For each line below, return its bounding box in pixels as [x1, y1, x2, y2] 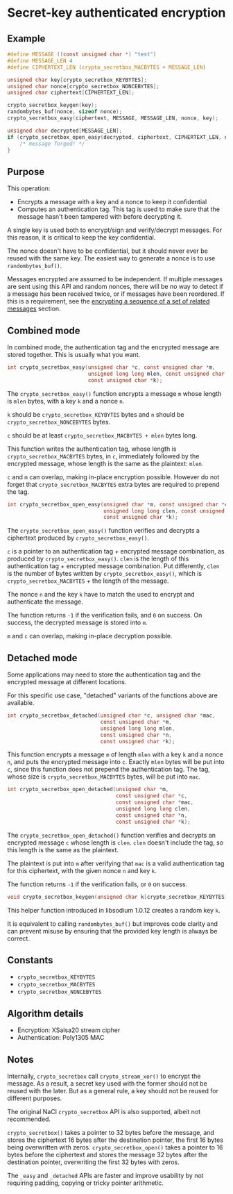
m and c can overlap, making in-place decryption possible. [7, 632, 173, 640]
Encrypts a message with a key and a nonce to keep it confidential [17, 198, 207, 206]
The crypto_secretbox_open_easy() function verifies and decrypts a [7, 526, 200, 535]
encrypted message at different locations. [7, 678, 127, 686]
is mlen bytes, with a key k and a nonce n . [7, 397, 125, 405]
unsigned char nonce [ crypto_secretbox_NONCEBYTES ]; [7, 83, 159, 90]
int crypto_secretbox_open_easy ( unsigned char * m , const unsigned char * [7, 501, 225, 508]
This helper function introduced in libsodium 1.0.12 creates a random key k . [7, 906, 221, 914]
